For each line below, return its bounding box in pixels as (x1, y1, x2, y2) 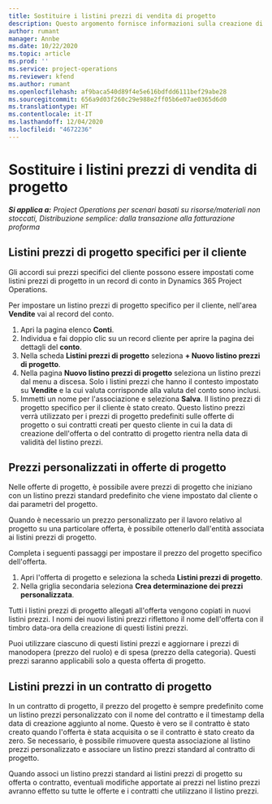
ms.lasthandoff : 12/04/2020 (8, 118, 104, 126)
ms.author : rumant (8, 80, 71, 88)
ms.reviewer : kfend (8, 72, 75, 81)
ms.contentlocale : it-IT (8, 111, 93, 119)
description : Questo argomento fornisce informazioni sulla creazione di (8, 20, 264, 28)
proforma (8, 221, 41, 232)
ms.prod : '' (8, 58, 49, 66)
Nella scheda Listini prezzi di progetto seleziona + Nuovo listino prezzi (19, 351, 261, 360)
